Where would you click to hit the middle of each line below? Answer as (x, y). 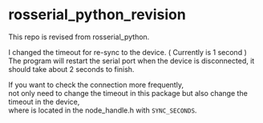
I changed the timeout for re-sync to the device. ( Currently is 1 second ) (127, 52)
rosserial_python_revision (97, 15)
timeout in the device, (44, 101)
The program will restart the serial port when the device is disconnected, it (131, 61)
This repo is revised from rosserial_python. (79, 37)
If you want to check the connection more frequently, (96, 85)
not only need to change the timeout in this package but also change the (128, 93)
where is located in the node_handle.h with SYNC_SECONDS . (103, 110)
